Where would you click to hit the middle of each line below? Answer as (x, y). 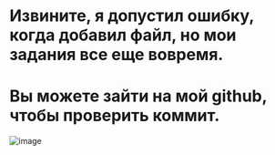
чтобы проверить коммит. (115, 116)
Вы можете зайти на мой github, (138, 96)
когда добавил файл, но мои (123, 35)
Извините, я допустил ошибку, (132, 16)
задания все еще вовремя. (117, 55)
